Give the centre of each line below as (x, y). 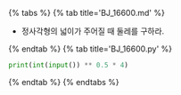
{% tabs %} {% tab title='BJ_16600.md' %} (87, 13)
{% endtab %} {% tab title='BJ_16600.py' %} (90, 49)
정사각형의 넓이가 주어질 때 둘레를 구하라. (93, 31)
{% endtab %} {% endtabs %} (64, 82)
